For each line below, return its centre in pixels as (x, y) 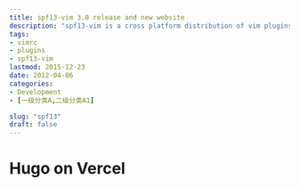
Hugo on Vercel (68, 169)
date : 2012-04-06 (41, 76)
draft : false (33, 125)
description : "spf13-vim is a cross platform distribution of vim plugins (151, 26)
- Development (36, 92)
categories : (31, 84)
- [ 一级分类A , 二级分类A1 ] (52, 100)
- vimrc (24, 42)
